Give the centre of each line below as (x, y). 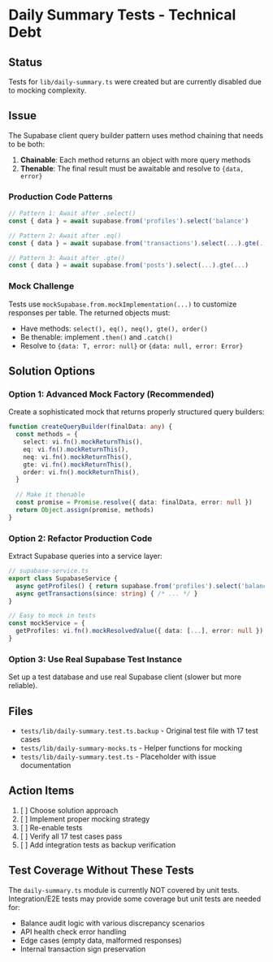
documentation (45, 765)
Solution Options (52, 371)
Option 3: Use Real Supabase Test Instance (95, 659)
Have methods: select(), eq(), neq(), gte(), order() (114, 328)
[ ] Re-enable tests (51, 827)
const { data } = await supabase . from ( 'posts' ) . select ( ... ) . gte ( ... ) (129, 266)
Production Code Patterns (61, 197)
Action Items (41, 791)
